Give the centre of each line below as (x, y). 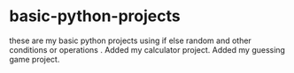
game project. (35, 59)
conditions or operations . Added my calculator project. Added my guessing (147, 49)
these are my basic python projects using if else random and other (131, 40)
